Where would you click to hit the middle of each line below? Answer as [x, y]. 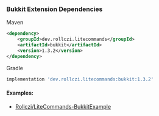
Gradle [15, 68]
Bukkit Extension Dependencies [55, 9]
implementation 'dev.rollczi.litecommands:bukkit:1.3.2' [80, 79]
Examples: [20, 93]
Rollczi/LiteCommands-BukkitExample [63, 106]
